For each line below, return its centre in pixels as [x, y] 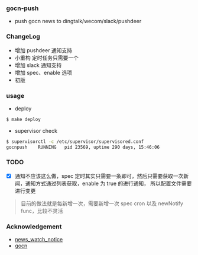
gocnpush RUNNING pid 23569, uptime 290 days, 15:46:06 [83, 147]
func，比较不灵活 [42, 211]
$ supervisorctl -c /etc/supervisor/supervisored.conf [75, 141]
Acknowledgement [34, 227]
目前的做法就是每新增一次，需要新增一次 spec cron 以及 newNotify [102, 203]
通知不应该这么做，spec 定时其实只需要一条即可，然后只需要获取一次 [99, 176]
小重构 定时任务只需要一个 [46, 58]
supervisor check [36, 130]
